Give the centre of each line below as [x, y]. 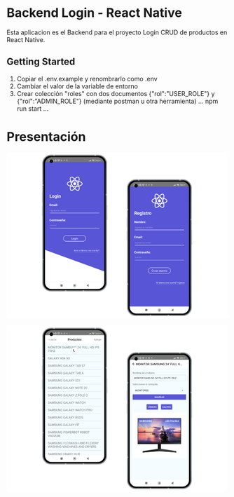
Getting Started [41, 62]
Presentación [46, 136]
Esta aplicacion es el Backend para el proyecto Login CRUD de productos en [117, 32]
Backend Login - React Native [95, 13]
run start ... [33, 108]
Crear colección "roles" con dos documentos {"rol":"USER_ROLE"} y [116, 93]
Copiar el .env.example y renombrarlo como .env [87, 79]
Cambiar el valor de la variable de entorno [77, 86]
